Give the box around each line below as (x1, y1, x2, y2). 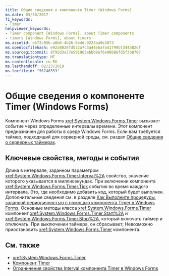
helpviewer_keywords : (5, 26, 51, 31)
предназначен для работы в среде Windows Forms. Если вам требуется (5, 128, 160, 134)
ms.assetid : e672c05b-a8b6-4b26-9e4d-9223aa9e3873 (5, 40, 114, 45)
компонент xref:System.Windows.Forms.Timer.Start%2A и (5, 210, 128, 216)
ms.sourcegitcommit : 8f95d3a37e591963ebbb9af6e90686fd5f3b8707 (5, 50, 141, 55)
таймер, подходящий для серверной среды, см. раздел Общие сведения (5, 133, 163, 140)
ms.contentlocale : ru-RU (5, 59, 58, 64)
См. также (5, 241, 40, 250)
